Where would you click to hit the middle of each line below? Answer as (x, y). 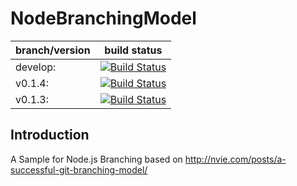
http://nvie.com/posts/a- (235, 159)
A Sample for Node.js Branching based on (96, 159)
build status (133, 50)
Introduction (50, 135)
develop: (36, 67)
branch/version (53, 50)
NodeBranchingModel (103, 18)
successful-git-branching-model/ (79, 169)
